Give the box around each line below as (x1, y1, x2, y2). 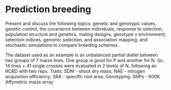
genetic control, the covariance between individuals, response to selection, (5, 25, 163, 32)
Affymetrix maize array (5, 79, 54, 85)
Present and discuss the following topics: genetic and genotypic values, (5, 20, 157, 26)
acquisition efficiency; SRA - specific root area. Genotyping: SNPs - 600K (5, 73, 160, 79)
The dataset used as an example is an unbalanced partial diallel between (5, 52, 158, 58)
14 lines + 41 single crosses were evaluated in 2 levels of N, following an (5, 63, 157, 69)
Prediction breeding (5, 4, 91, 15)
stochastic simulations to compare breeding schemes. (5, 42, 119, 48)
